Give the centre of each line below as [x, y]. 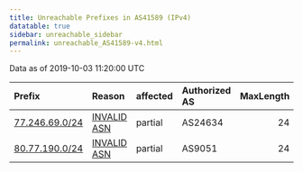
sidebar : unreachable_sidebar [66, 34]
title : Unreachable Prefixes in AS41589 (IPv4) [101, 18]
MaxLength [265, 96]
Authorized [207, 91]
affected [154, 96]
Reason [108, 96]
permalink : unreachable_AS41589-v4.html [87, 43]
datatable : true [40, 26]
